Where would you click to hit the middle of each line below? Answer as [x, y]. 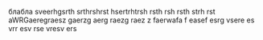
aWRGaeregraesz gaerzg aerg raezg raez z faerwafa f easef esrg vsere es [131, 20]
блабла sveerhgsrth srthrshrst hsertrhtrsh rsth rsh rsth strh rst [112, 12]
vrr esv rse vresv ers [43, 28]
